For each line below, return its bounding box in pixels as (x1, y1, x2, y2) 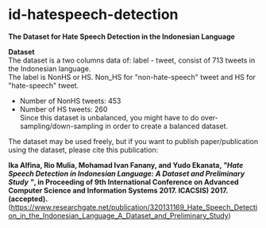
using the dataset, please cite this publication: (8, 145, 159, 154)
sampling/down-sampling (19, 121, 104, 131)
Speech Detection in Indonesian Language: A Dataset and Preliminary (8, 169, 245, 178)
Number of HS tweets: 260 (19, 104, 108, 114)
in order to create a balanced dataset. (105, 121, 229, 131)
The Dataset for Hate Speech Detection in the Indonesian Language (8, 32, 236, 41)
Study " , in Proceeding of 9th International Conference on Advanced (8, 177, 240, 187)
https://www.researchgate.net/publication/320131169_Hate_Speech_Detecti (10, 202, 258, 211)
